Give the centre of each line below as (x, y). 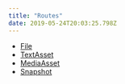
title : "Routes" (35, 16)
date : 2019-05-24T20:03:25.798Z (62, 23)
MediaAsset (40, 63)
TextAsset (37, 54)
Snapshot (36, 71)
